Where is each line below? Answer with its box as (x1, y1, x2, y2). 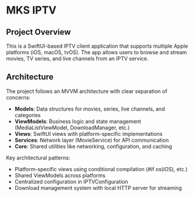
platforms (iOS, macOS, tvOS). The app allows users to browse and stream (6, 49, 187, 56)
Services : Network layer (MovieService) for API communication (14, 136, 169, 143)
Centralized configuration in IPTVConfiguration (14, 178, 128, 185)
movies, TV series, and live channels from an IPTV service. (6, 55, 149, 62)
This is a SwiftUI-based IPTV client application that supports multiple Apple (6, 42, 188, 49)
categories (14, 111, 41, 118)
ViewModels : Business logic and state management (14, 118, 141, 125)
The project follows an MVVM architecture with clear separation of (6, 88, 168, 95)
